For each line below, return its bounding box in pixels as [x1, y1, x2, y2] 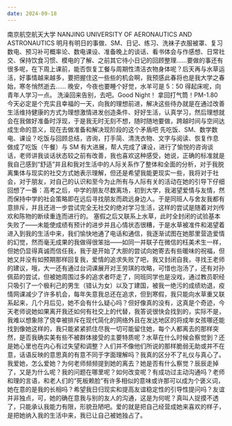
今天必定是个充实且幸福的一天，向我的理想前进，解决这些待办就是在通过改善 [7, 99, 225, 107]
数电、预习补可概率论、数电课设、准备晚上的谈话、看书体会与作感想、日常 [7, 47, 219, 55]
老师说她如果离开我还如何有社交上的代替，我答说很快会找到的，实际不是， [12, 307, 225, 315]
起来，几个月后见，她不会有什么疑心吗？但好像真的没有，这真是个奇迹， [12, 299, 219, 307]
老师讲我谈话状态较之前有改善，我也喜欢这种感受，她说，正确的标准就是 [19, 151, 225, 159]
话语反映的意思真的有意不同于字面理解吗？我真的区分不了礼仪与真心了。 [19, 350, 225, 359]
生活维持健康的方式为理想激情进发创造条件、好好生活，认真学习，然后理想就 [7, 108, 225, 116]
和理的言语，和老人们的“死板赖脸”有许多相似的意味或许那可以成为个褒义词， [7, 376, 224, 384]
